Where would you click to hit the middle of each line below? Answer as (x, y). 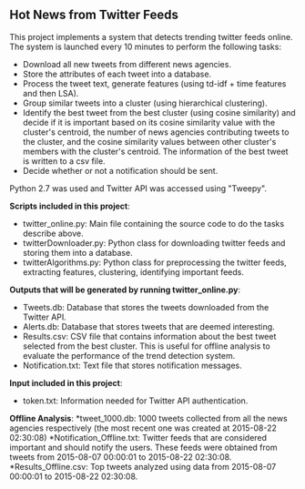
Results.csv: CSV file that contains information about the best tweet (149, 336)
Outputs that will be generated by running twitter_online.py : (125, 290)
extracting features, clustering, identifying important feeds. (133, 271)
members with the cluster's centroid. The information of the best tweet (155, 151)
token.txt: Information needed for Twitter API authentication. (135, 401)
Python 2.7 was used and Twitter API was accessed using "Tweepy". (138, 188)
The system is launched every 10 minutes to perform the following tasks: (146, 46)
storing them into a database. (78, 252)
